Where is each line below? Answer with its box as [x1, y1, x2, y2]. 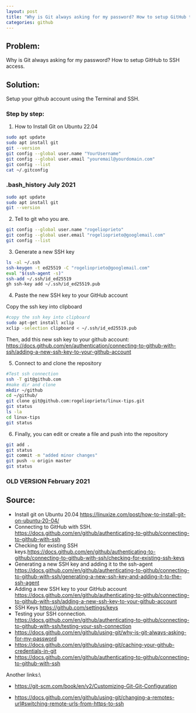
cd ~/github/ [6, 393, 38, 399]
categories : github [6, 19, 54, 25]
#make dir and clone [6, 382, 57, 387]
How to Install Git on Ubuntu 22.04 [14, 123, 98, 130]
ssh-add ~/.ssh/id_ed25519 [6, 276, 72, 282]
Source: [6, 495, 36, 506]
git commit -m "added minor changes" [6, 452, 98, 459]
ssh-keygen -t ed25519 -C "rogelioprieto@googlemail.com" [6, 265, 150, 271]
